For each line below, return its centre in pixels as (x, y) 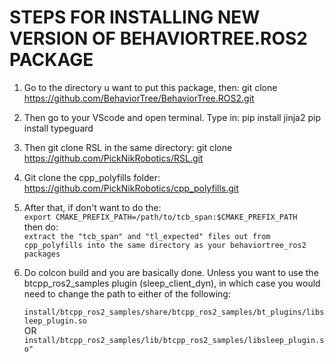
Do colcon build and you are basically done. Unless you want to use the (171, 272)
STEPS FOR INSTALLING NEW (135, 17)
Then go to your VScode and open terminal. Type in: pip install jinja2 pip (172, 117)
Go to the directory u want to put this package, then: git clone (150, 87)
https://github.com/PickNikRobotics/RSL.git (113, 158)
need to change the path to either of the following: (127, 293)
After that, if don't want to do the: (92, 207)
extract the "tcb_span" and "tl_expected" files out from (147, 236)
